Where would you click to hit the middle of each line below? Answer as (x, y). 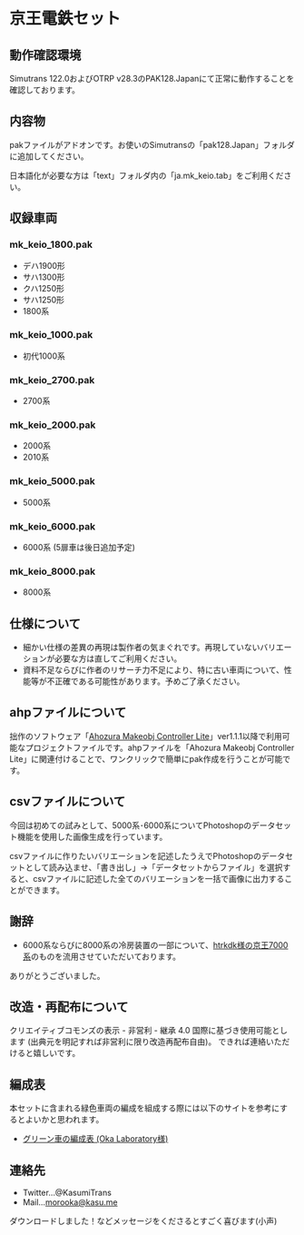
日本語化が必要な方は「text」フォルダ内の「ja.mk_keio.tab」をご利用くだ (147, 175)
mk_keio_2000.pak (53, 425)
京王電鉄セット (65, 19)
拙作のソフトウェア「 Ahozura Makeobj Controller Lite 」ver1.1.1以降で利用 (146, 736)
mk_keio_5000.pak (52, 481)
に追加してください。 (49, 156)
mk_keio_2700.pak (52, 380)
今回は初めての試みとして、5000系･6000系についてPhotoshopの (131, 825)
